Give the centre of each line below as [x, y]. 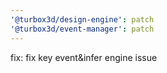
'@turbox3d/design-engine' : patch [82, 19]
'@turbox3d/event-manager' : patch [82, 29]
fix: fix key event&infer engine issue [84, 57]
